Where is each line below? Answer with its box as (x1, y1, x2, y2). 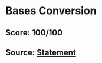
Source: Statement (5, 47, 76, 57)
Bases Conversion (5, 4, 97, 18)
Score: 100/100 (5, 28, 63, 38)
